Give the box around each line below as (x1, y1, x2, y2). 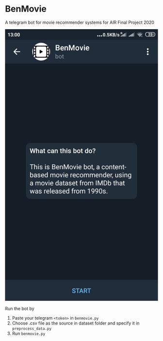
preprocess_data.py (12, 326, 52, 331)
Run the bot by (5, 306, 35, 311)
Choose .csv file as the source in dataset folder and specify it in (12, 320, 140, 326)
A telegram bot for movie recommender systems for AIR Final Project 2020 (5, 19, 154, 25)
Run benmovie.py (12, 330, 46, 336)
